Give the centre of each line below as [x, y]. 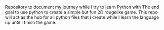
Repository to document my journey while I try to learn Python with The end [82, 7]
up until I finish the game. [31, 22]
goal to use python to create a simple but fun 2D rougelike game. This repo [82, 12]
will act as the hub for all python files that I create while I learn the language [82, 17]
